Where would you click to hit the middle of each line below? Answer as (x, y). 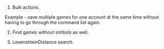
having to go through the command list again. (53, 22)
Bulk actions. (26, 7)
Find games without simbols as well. (50, 32)
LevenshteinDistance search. (43, 42)
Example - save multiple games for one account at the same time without (82, 17)
